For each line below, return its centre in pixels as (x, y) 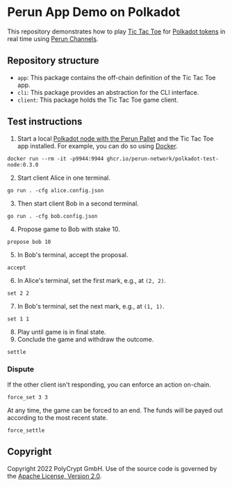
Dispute (21, 369)
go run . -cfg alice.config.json (56, 190)
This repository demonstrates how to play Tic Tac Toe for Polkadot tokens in (116, 31)
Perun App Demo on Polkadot (94, 12)
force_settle (26, 430)
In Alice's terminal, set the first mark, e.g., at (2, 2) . (92, 280)
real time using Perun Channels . (53, 38)
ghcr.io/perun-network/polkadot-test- (163, 159)
